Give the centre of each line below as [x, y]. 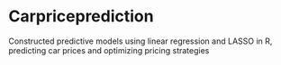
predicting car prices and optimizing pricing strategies [109, 50]
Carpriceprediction [81, 16]
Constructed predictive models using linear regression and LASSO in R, [140, 41]
